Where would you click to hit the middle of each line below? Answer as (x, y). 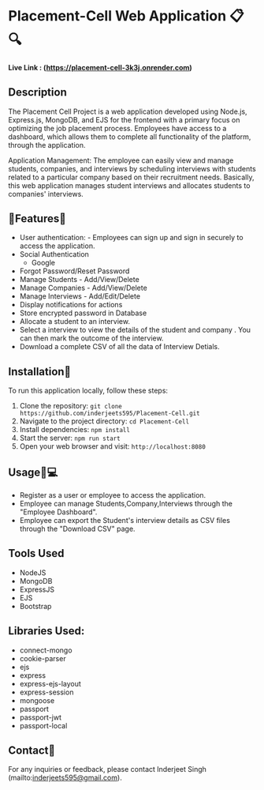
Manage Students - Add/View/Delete (79, 280)
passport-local (43, 725)
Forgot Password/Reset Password (74, 271)
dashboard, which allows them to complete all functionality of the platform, (130, 137)
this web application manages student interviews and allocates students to (129, 185)
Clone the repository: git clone (71, 406)
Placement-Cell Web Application (117, 16)
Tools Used (36, 553)
